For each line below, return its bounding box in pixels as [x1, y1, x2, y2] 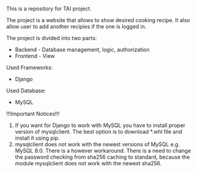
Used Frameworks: [6, 64, 53, 71]
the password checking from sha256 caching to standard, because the [14, 153, 190, 160]
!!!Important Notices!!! [6, 110, 60, 117]
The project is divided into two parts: [6, 35, 97, 41]
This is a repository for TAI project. [6, 5, 92, 12]
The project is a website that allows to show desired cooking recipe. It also [6, 17, 190, 23]
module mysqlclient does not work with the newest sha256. [14, 160, 162, 166]
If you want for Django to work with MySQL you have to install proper [14, 122, 186, 129]
